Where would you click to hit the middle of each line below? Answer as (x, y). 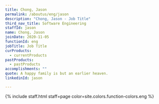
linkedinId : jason (24, 78)
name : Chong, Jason (25, 32)
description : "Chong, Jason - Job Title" (48, 19)
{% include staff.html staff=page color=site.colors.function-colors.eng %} (79, 96)
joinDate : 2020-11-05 (27, 37)
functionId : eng (22, 42)
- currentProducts (28, 55)
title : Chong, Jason (26, 10)
